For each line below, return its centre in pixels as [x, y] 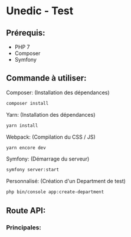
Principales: [24, 228]
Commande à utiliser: [46, 78]
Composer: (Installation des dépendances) [58, 92]
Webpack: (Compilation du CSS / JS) [51, 137]
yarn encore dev [26, 148]
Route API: [26, 211]
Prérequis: [26, 33]
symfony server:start [33, 170]
